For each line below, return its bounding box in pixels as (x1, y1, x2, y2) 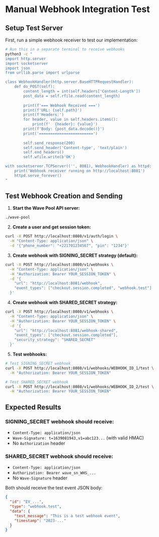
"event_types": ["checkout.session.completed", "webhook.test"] (14, 285, 152, 291)
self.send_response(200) (23, 140, 75, 145)
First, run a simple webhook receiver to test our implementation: (5, 37, 138, 43)
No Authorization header (12, 441, 65, 446)
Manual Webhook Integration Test (5, 4, 150, 15)
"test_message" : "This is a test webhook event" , (14, 513, 121, 518)
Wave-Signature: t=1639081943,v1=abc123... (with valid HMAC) (12, 435, 144, 441)
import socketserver (5, 61, 49, 66)
